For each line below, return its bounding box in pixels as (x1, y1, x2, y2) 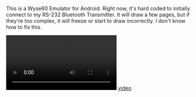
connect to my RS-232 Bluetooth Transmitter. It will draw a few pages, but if (6, 11, 190, 18)
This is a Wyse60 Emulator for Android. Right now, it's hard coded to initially (6, 5, 190, 12)
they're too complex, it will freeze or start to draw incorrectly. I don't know (6, 18, 186, 24)
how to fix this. (6, 23, 42, 30)
